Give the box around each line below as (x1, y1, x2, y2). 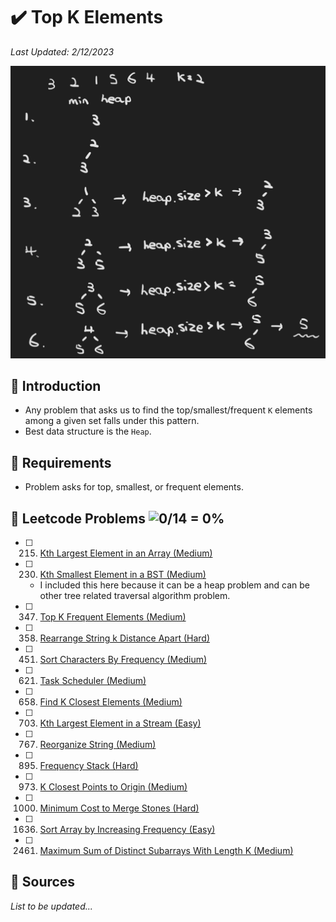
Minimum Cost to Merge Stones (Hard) (39, 802, 200, 814)
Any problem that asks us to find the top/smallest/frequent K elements (24, 404, 313, 416)
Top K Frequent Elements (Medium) (39, 610, 187, 623)
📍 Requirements (10, 454, 112, 471)
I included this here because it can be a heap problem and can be (39, 579, 310, 591)
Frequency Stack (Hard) (39, 759, 139, 771)
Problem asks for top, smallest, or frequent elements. (24, 481, 244, 493)
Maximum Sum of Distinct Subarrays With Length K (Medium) (39, 844, 294, 856)
